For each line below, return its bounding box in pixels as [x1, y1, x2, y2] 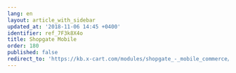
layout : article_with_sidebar [7, 17, 96, 24]
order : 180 [7, 42, 39, 49]
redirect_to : [7, 56, 46, 63]
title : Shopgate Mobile [7, 36, 77, 43]
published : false [7, 49, 58, 56]
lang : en [7, 10, 33, 17]
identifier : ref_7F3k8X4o [7, 29, 83, 37]
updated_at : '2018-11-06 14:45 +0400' [7, 23, 121, 30]
